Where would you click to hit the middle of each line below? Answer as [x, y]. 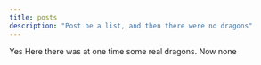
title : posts [33, 17]
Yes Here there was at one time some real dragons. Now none [123, 51]
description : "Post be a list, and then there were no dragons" [131, 26]
